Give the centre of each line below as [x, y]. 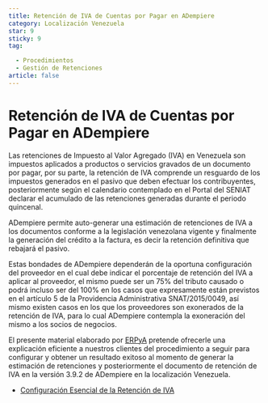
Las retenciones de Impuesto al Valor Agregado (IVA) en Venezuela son [127, 155]
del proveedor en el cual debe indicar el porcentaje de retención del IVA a [131, 273]
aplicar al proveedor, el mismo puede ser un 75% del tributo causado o [126, 281]
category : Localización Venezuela [67, 23]
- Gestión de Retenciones [59, 68]
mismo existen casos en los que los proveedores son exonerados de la [126, 307]
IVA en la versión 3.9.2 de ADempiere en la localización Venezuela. [119, 374]
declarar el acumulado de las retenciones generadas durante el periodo [127, 198]
